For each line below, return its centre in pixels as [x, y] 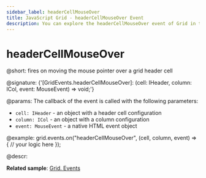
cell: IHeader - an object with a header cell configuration [88, 113]
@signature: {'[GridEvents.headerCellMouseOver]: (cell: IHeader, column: [99, 83]
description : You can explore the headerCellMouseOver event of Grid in [101, 23]
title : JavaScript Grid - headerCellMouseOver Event [75, 18]
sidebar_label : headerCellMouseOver [53, 12]
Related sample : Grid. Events [44, 168]
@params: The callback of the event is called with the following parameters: [102, 101]
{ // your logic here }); [34, 144]
